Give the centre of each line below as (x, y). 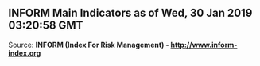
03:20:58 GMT (46, 26)
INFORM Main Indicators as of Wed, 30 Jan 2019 (130, 13)
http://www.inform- (204, 45)
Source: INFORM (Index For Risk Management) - (89, 45)
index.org (25, 53)
